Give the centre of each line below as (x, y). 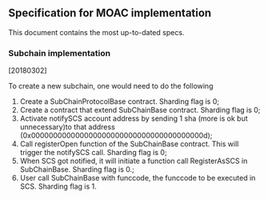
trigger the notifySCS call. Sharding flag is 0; (93, 153)
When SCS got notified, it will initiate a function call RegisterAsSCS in (134, 161)
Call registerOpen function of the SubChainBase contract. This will (129, 144)
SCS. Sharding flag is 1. (58, 186)
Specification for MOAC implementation (110, 13)
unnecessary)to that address (68, 127)
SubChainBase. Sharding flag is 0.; (77, 169)
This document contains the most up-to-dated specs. (96, 32)
